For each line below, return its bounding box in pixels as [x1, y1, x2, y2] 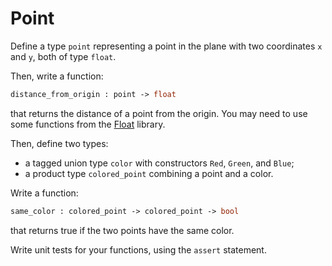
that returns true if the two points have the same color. [10, 224, 235, 236]
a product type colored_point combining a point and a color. [24, 167, 274, 179]
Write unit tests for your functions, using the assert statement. [10, 243, 267, 256]
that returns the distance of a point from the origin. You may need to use [10, 107, 308, 119]
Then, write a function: [10, 70, 104, 82]
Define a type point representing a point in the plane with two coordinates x [10, 40, 323, 52]
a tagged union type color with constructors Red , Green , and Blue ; [24, 157, 295, 169]
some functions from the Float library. [10, 118, 166, 130]
